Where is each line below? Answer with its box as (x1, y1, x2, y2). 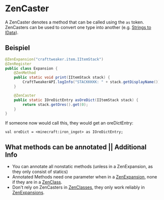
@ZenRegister (5, 61, 32, 66)
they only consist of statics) (12, 169, 68, 175)
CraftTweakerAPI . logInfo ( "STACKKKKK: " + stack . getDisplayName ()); (22, 79, 163, 85)
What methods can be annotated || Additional (5, 143, 147, 151)
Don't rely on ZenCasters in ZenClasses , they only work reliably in (12, 184, 145, 190)
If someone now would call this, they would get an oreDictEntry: (5, 120, 133, 126)
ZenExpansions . (12, 190, 45, 196)
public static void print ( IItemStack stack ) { (14, 75, 110, 80)
